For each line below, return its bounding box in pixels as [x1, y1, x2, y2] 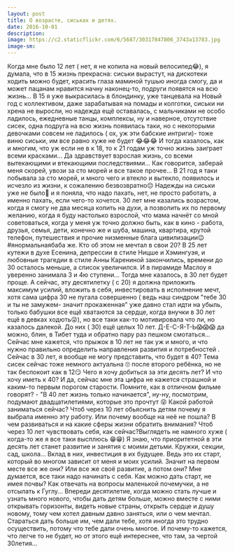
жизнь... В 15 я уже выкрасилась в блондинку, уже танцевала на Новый [7, 92, 222, 100]
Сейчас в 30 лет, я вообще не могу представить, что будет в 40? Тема [7, 353, 219, 361]
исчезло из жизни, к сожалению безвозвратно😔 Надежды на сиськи [7, 182, 215, 189]
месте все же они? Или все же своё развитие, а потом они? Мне [7, 465, 202, 473]
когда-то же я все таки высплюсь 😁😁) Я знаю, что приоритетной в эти [7, 435, 222, 443]
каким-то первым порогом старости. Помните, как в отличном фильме [7, 383, 222, 391]
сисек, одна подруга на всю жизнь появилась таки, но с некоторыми [7, 122, 215, 130]
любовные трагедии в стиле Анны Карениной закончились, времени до [7, 256, 223, 264]
